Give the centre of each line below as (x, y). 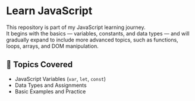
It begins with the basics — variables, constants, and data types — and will (98, 33)
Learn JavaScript (49, 11)
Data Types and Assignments (51, 85)
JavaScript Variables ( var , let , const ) (60, 79)
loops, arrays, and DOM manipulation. (53, 46)
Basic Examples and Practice (50, 91)
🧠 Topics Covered (40, 65)
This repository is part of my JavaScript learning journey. (76, 27)
